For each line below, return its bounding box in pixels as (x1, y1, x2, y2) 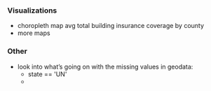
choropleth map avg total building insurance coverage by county (17, 22, 205, 30)
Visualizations (7, 6, 57, 15)
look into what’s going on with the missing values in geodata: (17, 62, 193, 71)
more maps (17, 29, 50, 37)
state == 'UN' (27, 69, 67, 78)
